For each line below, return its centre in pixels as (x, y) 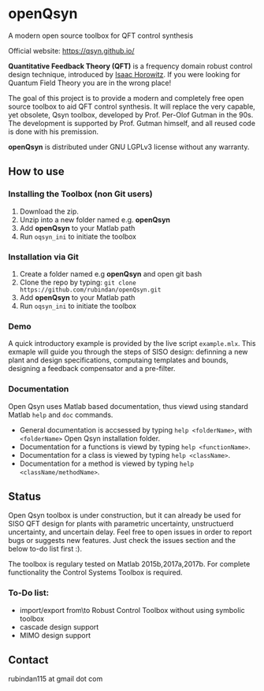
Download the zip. (49, 211)
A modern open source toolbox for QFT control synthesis (101, 35)
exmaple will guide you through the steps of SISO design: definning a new (128, 352)
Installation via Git (43, 257)
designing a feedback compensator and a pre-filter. (92, 369)
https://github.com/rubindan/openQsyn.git (90, 290)
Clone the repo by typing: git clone (78, 282)
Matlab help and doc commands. (61, 414)
